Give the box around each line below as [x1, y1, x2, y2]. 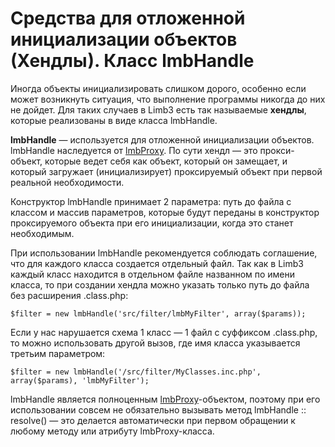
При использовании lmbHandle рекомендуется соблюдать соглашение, [10, 247, 318, 259]
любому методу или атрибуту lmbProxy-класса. [10, 425, 215, 437]
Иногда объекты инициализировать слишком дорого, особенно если [10, 82, 307, 94]
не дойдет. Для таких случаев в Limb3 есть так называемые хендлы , [10, 103, 307, 116]
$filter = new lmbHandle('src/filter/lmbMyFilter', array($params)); [10, 308, 307, 319]
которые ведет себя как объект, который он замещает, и [44, 155, 288, 167]
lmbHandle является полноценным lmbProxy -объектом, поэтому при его [10, 393, 321, 405]
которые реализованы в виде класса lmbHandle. [10, 114, 218, 126]
